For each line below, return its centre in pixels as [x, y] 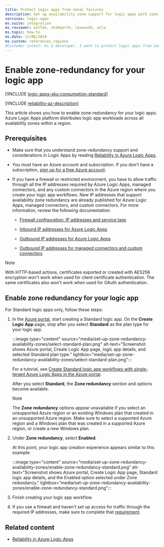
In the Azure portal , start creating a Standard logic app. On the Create [82, 319]
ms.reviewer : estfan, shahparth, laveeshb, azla [55, 28]
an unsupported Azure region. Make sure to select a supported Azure [82, 418]
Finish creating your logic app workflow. [52, 497]
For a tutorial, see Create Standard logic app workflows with [72, 369]
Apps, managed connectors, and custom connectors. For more [75, 205]
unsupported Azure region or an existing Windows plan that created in [83, 413]
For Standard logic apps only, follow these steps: [54, 310]
